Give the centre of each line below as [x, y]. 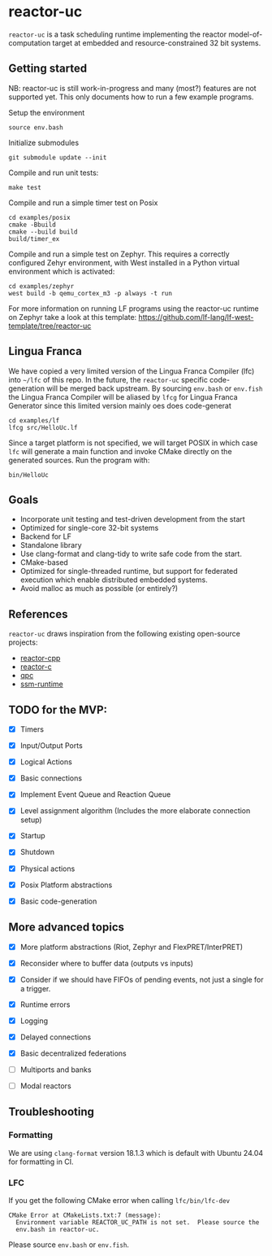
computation [30, 42]
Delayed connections [56, 1037]
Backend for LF [45, 536]
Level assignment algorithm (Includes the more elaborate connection [135, 811]
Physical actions [47, 869]
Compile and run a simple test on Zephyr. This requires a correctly [119, 254]
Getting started [48, 69]
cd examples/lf [34, 420]
